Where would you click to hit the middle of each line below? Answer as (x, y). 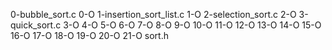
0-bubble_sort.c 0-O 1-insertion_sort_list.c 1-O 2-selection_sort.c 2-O (153, 14)
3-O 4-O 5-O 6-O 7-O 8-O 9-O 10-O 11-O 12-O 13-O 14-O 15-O (192, 25)
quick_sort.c (36, 25)
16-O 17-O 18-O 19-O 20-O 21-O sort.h (89, 35)
